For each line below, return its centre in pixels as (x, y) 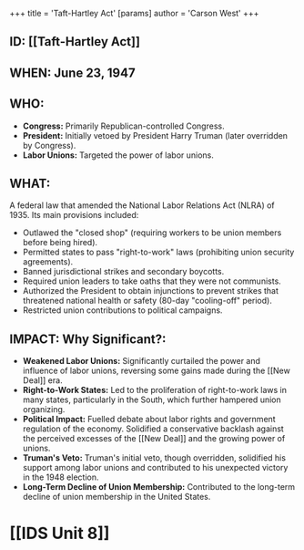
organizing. (44, 410)
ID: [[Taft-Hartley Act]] (75, 42)
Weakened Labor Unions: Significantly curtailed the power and (142, 361)
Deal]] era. (42, 380)
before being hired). (60, 243)
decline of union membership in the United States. (117, 497)
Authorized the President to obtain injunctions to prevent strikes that (151, 291)
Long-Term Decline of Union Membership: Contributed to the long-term (159, 487)
